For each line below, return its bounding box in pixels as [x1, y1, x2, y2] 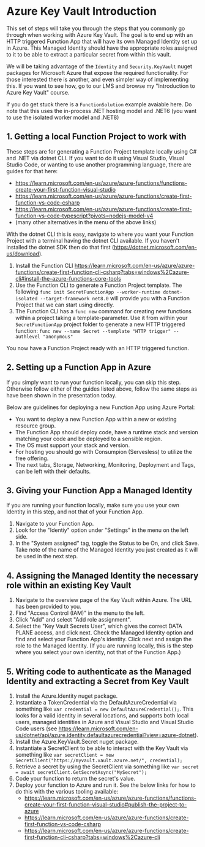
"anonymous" [42, 334, 73, 340]
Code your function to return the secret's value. [15, 775, 136, 782]
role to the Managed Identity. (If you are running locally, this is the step [15, 642, 194, 649]
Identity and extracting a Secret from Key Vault [6, 676, 189, 686]
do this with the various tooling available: [15, 788, 119, 795]
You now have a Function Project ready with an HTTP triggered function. [6, 344, 190, 351]
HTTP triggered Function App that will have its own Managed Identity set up [6, 37, 198, 45]
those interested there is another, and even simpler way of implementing [6, 76, 189, 83]
